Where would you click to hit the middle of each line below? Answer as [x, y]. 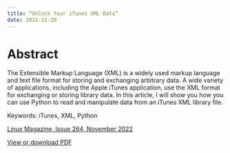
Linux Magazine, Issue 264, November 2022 [70, 129]
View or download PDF [40, 143]
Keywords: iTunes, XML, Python [52, 116]
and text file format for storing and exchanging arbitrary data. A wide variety [115, 81]
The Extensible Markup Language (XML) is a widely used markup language [114, 73]
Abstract [33, 54]
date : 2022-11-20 [32, 20]
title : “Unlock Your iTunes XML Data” [63, 13]
